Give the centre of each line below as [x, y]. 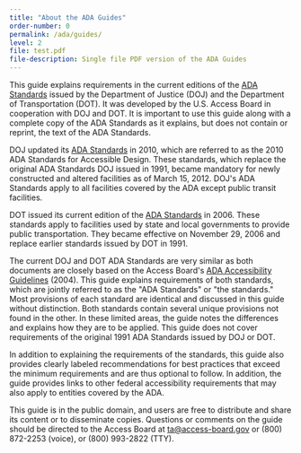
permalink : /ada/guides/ [56, 34]
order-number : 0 [40, 26]
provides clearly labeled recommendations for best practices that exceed [145, 364]
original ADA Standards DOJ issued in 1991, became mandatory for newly [145, 169]
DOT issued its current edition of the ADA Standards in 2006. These [135, 215]
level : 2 [26, 43]
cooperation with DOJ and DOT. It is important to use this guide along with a [150, 113]
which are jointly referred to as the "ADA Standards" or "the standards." [142, 289]
